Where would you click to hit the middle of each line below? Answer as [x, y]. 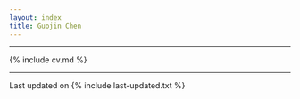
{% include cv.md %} [48, 60]
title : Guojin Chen [46, 26]
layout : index [36, 17]
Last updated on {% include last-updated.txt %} [97, 85]
